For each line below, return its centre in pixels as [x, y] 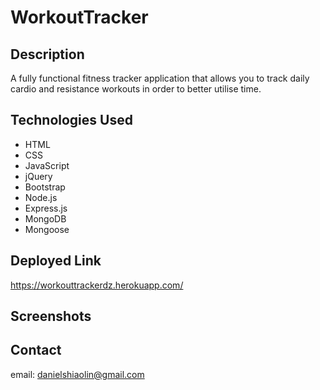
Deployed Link [56, 261]
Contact [36, 350]
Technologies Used [71, 120]
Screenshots [51, 316]
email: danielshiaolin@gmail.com [77, 374]
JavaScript [47, 165]
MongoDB [45, 218]
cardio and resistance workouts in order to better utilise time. [136, 89]
